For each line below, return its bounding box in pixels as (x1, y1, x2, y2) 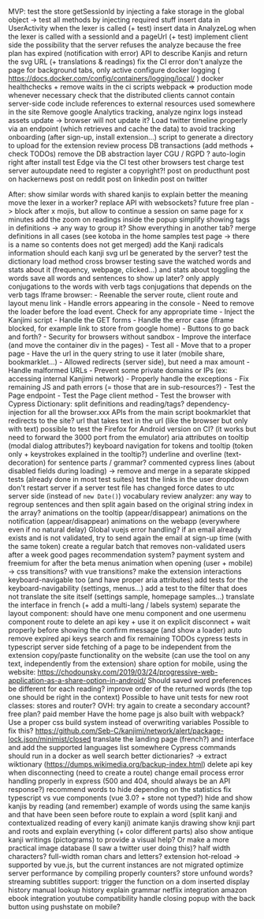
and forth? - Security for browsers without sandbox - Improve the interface (8, 332, 251, 342)
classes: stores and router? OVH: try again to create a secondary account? (8, 701, 251, 710)
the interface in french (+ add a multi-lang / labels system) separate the (8, 600, 240, 610)
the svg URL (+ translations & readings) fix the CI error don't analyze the (8, 57, 243, 66)
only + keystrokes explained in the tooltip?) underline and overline (8, 450, 222, 458)
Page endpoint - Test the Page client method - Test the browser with (8, 390, 231, 400)
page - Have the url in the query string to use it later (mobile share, (8, 349, 225, 358)
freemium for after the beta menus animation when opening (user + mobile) (8, 558, 254, 567)
